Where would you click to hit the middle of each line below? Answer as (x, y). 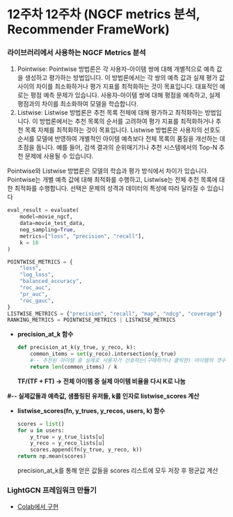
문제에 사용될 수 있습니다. (59, 156)
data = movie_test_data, (53, 224)
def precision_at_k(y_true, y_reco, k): (77, 348)
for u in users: (41, 430)
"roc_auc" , (35, 288)
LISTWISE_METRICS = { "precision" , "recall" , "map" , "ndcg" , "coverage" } (115, 314)
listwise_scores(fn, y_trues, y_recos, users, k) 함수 (91, 410)
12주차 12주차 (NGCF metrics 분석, (104, 14)
